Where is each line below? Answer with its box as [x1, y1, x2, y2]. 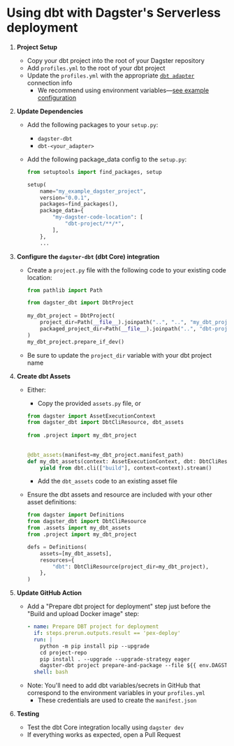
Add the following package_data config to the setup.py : [27, 155, 187, 163]
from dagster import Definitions [27, 511, 125, 518]
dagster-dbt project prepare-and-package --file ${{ [40, 662, 197, 669]
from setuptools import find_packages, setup [27, 168, 162, 175]
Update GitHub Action [16, 589, 82, 597]
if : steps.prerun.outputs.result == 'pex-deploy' [33, 630, 181, 637]
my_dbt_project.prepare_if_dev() [27, 338, 125, 345]
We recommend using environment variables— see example [37, 86, 210, 94]
